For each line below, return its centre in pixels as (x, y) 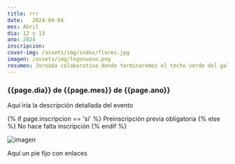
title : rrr (23, 14)
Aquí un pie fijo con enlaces (47, 153)
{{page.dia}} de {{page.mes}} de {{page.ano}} (89, 90)
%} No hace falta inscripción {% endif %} (67, 126)
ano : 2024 (22, 40)
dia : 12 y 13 (26, 33)
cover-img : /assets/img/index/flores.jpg (69, 53)
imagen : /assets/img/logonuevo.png (59, 59)
